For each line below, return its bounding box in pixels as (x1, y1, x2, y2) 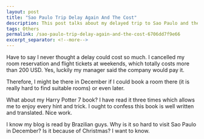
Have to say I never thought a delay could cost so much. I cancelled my (6, 54, 185, 60)
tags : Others (6, 25, 39, 32)
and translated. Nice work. (6, 109, 73, 116)
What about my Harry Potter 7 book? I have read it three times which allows (6, 96, 195, 103)
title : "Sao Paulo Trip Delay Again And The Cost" (6, 15, 137, 21)
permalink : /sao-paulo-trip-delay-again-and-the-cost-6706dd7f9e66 (6, 31, 181, 37)
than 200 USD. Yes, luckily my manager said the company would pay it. (6, 66, 185, 73)
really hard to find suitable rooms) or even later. (6, 85, 125, 91)
